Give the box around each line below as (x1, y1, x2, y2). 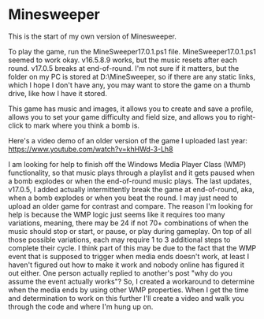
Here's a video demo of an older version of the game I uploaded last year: (8, 135, 248, 145)
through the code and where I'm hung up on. (8, 302, 154, 311)
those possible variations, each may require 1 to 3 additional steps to (8, 235, 231, 244)
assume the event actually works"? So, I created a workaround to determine (8, 276, 255, 286)
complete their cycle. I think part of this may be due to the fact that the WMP (8, 243, 257, 253)
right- (237, 112, 256, 121)
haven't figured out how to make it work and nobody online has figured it (8, 260, 244, 269)
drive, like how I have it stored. (8, 88, 108, 98)
